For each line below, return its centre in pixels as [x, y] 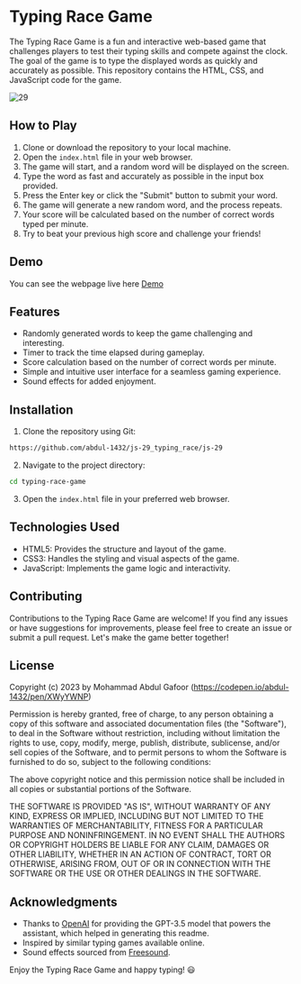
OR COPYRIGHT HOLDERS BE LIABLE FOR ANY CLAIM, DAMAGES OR [139, 845]
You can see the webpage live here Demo [87, 283]
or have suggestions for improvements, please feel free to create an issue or [150, 627]
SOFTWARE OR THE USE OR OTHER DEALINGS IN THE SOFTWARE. [135, 874]
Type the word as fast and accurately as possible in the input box [143, 176]
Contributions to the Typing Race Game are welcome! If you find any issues [149, 618]
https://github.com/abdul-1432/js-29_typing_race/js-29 [116, 448]
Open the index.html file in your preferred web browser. [126, 498]
